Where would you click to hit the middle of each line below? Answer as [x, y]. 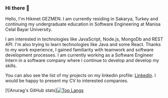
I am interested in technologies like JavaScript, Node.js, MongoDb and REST [84, 39]
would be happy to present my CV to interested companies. [67, 81]
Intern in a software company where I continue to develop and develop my [82, 60]
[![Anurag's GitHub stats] [31, 90]
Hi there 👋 [18, 8]
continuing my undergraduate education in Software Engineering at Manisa [83, 24]
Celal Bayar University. [29, 29]
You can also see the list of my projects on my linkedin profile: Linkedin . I [80, 75]
